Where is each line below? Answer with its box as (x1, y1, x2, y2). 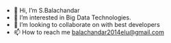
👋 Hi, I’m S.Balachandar (13, 7, 80, 14)
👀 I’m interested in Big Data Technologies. (13, 13, 131, 21)
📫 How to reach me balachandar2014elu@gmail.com (13, 28, 164, 36)
